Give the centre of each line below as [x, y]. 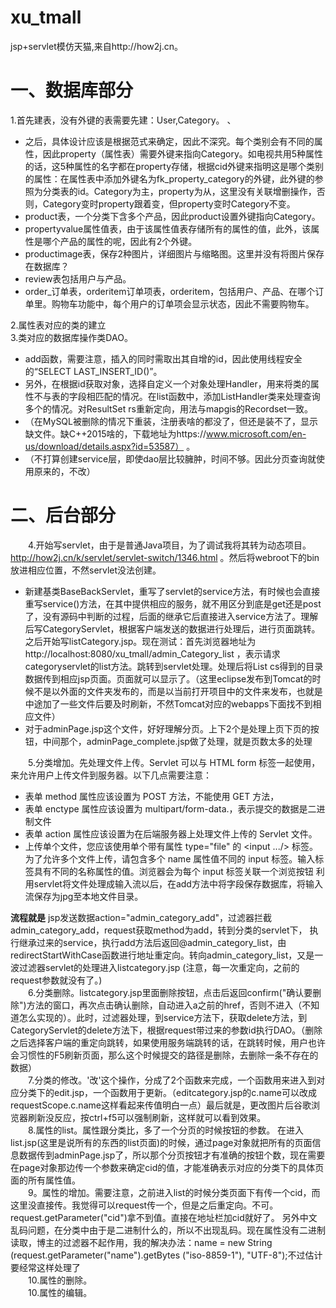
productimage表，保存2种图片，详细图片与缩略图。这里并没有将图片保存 [174, 253]
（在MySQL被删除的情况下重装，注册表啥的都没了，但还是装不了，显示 [171, 421]
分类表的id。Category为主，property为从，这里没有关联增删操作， [179, 191]
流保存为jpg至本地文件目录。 [84, 896]
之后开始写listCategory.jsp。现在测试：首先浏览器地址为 [140, 641]
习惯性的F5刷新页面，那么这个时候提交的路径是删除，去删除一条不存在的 [168, 1055]
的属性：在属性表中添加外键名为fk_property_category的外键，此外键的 [169, 178]
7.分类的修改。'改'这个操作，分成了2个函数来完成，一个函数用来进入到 [172, 1080]
